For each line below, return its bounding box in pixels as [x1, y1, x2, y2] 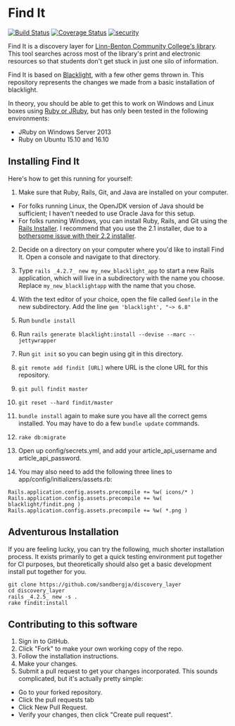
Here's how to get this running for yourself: [8, 174, 133, 182]
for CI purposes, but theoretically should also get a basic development [8, 560, 212, 568]
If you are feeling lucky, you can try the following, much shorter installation [8, 544, 224, 553]
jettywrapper [18, 337, 57, 344]
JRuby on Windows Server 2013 [18, 127, 112, 136]
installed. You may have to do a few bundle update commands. [18, 419, 200, 427]
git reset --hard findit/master [18, 399, 113, 406]
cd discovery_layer [8, 587, 65, 594]
